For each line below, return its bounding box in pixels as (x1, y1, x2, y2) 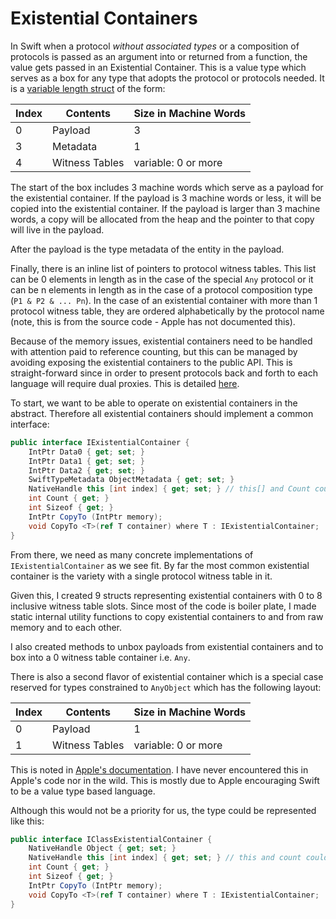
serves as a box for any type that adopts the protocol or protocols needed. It (10, 72, 325, 84)
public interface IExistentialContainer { (10, 437, 190, 447)
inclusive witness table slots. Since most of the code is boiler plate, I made (10, 600, 317, 612)
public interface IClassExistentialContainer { (10, 834, 213, 844)
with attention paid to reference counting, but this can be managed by (10, 345, 298, 357)
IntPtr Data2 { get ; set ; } (28, 465, 145, 476)
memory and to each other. (10, 621, 123, 633)
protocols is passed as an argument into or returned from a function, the (10, 50, 308, 62)
